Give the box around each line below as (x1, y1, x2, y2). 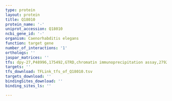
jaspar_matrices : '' (5, 55, 50, 60)
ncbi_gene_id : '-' (5, 31, 45, 36)
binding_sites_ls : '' (5, 83, 52, 88)
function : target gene (5, 41, 54, 46)
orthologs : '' (5, 50, 36, 55)
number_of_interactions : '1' (5, 45, 68, 50)
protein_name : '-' (5, 21, 45, 27)
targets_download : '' (5, 74, 52, 79)
